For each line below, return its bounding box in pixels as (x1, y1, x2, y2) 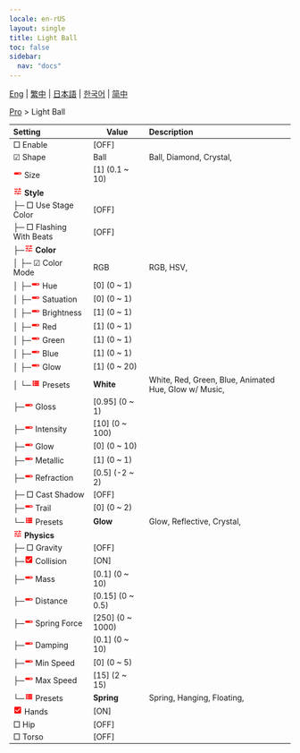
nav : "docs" (17, 62, 62, 71)
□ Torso (12, 731, 44, 742)
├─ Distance (12, 595, 69, 606)
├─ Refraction (12, 473, 74, 483)
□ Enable (12, 139, 48, 150)
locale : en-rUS (9, 14, 66, 23)
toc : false (9, 43, 50, 52)
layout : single (9, 23, 66, 33)
